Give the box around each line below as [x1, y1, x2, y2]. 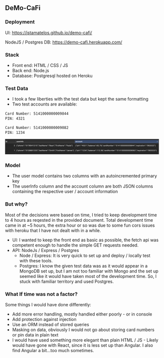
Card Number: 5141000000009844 [5, 111, 69, 116]
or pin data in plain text [12, 332, 59, 337]
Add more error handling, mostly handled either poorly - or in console [12, 311, 152, 317]
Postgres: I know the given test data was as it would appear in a [19, 263, 148, 269]
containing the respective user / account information [12, 189, 118, 194]
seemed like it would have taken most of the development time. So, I [19, 273, 157, 279]
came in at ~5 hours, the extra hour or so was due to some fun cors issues [5, 222, 155, 228]
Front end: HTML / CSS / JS [12, 62, 68, 68]
